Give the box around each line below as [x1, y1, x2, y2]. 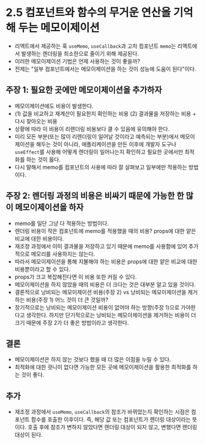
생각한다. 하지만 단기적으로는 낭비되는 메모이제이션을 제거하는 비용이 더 [26, 311, 196, 319]
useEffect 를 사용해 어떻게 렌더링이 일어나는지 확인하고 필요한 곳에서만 [14, 148, 184, 155]
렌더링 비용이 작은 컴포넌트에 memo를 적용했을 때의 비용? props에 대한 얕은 [14, 227, 196, 234]
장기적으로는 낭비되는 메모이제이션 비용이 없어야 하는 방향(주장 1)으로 [14, 303, 180, 311]
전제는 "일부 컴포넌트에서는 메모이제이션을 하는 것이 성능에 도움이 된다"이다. [14, 65, 196, 72]
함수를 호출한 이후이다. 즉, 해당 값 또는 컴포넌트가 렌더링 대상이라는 [31, 416, 191, 423]
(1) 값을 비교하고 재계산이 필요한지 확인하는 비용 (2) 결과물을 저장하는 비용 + [14, 109, 196, 117]
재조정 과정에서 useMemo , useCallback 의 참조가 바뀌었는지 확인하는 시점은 [14, 408, 190, 416]
